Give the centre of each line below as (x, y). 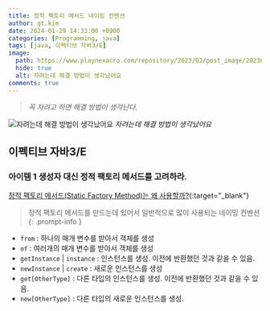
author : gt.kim (34, 23)
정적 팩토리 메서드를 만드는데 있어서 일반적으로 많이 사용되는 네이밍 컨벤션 (144, 213)
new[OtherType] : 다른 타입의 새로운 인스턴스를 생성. (102, 299)
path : (25, 61)
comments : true (34, 83)
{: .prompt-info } (55, 222)
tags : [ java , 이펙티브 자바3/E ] (57, 46)
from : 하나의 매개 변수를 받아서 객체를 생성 (87, 239)
